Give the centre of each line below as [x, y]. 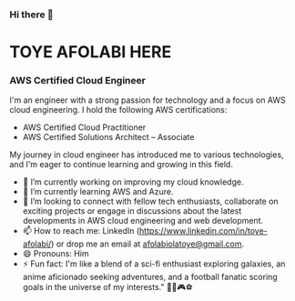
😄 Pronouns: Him [56, 254]
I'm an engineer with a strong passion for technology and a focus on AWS [147, 100]
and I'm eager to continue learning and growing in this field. [122, 165]
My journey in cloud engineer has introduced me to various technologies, [147, 155]
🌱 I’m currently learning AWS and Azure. [98, 192]
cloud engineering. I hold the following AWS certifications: [118, 110]
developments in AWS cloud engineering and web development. [143, 221]
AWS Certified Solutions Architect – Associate [108, 137]
